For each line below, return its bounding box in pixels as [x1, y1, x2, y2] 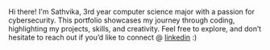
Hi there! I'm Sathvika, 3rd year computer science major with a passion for [8, 7, 255, 16]
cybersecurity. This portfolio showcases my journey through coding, [8, 15, 235, 25]
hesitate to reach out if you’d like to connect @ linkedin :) [8, 32, 197, 42]
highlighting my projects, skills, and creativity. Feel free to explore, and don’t [8, 24, 262, 33]
